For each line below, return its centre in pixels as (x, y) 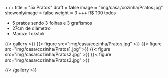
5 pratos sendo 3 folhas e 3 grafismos (52, 23)
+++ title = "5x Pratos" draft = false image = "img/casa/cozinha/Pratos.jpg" (84, 7)
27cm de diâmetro (31, 28)
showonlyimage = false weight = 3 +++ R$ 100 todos (61, 13)
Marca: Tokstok (29, 34)
